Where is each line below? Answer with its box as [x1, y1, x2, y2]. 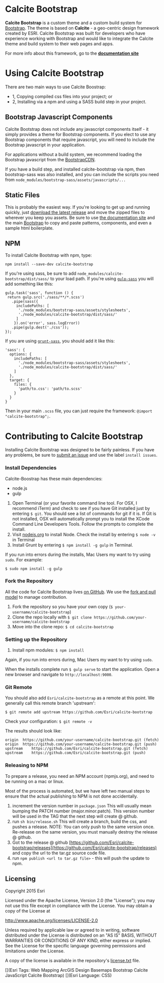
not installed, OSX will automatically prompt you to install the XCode [12, 515, 150, 521]
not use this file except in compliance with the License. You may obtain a [5, 903, 152, 909]
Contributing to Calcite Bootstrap [5, 431, 143, 442]
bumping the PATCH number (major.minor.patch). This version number [12, 808, 155, 814]
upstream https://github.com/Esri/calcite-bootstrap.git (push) [5, 751, 146, 756]
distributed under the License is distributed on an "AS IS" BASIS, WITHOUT [5, 932, 157, 938]
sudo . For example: [5, 556, 43, 563]
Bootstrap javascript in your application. [5, 142, 86, 147]
